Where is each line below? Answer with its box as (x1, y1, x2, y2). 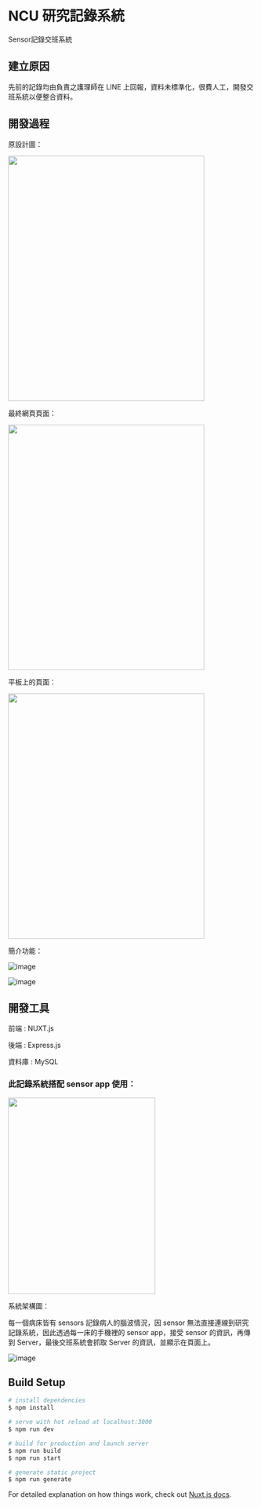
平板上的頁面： (8, 677, 56, 687)
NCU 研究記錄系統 (8, 7, 125, 25)
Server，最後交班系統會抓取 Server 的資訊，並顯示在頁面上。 (16, 1337, 216, 1347)
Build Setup (8, 1376, 66, 1389)
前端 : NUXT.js (8, 1024, 55, 1033)
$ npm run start (8, 1454, 61, 1462)
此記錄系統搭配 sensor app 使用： (8, 1078, 136, 1089)
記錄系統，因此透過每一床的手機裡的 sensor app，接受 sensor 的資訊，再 (8, 1327, 245, 1337)
